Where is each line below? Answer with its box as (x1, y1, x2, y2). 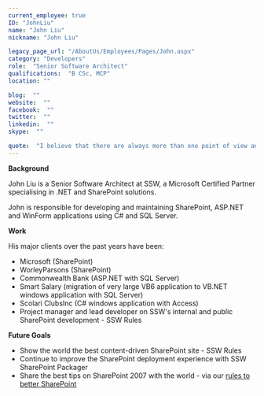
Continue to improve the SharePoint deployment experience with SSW (19, 353, 247, 363)
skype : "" (8, 128, 44, 136)
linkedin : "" (8, 120, 55, 128)
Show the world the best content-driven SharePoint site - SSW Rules (19, 346, 242, 355)
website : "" (8, 98, 51, 106)
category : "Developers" (8, 55, 86, 63)
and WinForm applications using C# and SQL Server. (8, 210, 178, 220)
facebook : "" (8, 105, 55, 114)
